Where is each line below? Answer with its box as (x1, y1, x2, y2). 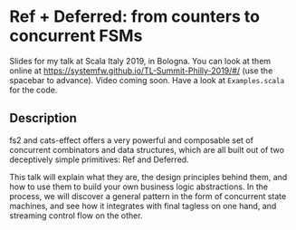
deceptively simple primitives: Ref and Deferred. (9, 154, 189, 165)
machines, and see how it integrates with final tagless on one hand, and (9, 200, 277, 211)
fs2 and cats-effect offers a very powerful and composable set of (9, 134, 253, 146)
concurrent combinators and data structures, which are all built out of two (9, 144, 285, 155)
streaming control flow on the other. (9, 210, 143, 221)
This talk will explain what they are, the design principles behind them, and (9, 171, 288, 182)
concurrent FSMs (9, 25, 143, 46)
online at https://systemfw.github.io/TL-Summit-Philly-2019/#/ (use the (9, 65, 273, 76)
